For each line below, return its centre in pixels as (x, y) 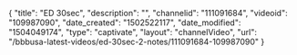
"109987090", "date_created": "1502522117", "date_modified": (125, 23)
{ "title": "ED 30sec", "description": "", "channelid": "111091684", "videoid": (148, 13)
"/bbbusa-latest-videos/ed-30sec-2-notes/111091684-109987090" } (137, 41)
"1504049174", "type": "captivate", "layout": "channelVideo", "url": (133, 32)
